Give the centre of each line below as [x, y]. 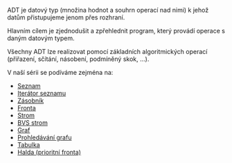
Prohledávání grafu [44, 137]
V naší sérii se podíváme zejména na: [60, 72]
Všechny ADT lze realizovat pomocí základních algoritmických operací [107, 52]
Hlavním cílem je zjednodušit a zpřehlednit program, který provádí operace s [116, 31]
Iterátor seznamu [42, 93]
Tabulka [28, 145]
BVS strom [33, 123]
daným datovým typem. [41, 38]
